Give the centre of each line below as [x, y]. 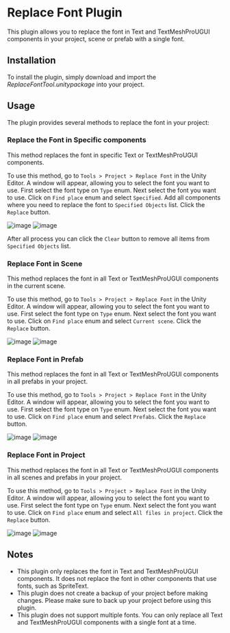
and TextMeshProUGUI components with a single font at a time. [106, 622]
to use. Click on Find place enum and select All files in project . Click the [115, 512]
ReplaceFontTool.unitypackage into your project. [76, 84]
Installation [31, 61]
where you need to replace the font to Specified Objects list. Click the [106, 204]
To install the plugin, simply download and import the [81, 77]
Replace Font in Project [46, 455]
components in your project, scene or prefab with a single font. [96, 38]
